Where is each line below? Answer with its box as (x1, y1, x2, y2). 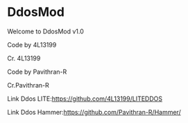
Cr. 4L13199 (7, 54, 41, 63)
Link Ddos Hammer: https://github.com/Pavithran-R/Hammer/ (7, 108, 182, 116)
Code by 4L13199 (7, 40, 57, 49)
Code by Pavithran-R (7, 67, 67, 76)
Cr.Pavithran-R (7, 81, 50, 89)
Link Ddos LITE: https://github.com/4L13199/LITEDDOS (7, 95, 163, 103)
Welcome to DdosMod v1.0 (7, 27, 85, 35)
